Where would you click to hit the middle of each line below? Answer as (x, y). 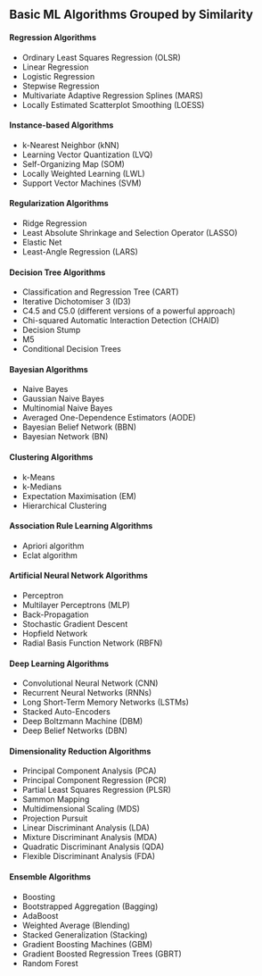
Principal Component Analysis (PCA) (90, 771)
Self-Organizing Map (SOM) (73, 163)
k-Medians (42, 487)
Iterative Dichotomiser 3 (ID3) (76, 302)
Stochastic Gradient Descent (75, 624)
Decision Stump (51, 330)
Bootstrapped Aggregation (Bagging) (90, 906)
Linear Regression (55, 67)
